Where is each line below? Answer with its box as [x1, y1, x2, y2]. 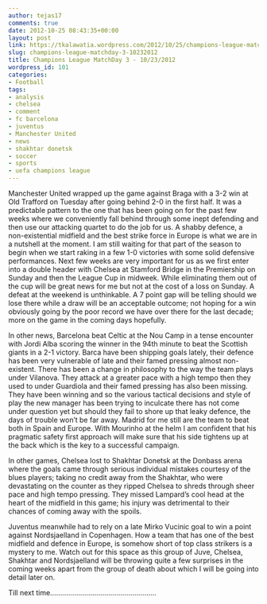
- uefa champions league [8, 167, 91, 175]
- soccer [8, 152, 37, 160]
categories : [8, 71, 48, 79]
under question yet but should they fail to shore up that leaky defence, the [8, 407, 251, 416]
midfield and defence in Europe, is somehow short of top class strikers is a [8, 539, 253, 548]
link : [8, 41, 26, 49]
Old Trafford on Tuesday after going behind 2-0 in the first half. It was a [8, 197, 242, 207]
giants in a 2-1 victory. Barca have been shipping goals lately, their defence [8, 347, 254, 357]
